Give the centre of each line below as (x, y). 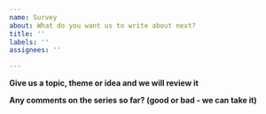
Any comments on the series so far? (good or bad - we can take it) (133, 100)
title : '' (27, 34)
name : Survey (33, 17)
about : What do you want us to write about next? (103, 26)
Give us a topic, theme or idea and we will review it (104, 83)
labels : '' (29, 42)
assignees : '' (35, 50)
